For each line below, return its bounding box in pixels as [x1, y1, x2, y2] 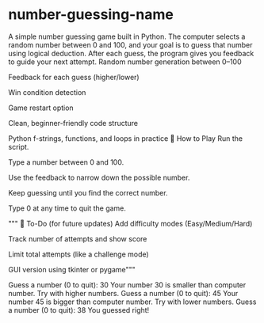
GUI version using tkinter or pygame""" [8, 264, 136, 274]
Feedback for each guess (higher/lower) [8, 72, 140, 82]
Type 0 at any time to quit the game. [8, 203, 127, 213]
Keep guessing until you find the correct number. [8, 188, 168, 197]
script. [8, 142, 29, 151]
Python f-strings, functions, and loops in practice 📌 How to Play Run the [8, 133, 243, 143]
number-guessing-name [8, 6, 174, 24]
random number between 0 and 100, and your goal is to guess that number [8, 40, 253, 49]
